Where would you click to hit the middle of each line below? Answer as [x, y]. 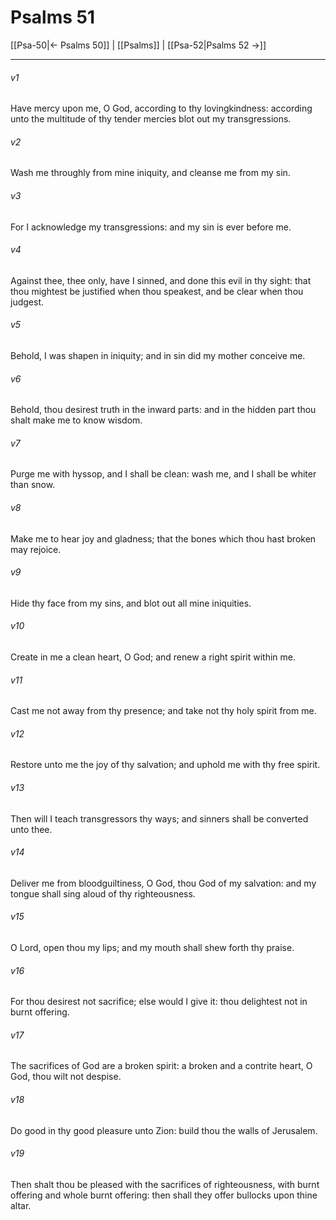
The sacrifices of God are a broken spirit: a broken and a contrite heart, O [161, 1066]
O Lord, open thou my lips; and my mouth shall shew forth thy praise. [152, 947]
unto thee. [31, 829]
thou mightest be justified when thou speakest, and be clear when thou [157, 291]
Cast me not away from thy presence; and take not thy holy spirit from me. [163, 711]
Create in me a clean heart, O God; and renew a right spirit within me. [153, 657]
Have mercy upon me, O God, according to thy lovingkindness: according [161, 108]
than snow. [33, 485]
